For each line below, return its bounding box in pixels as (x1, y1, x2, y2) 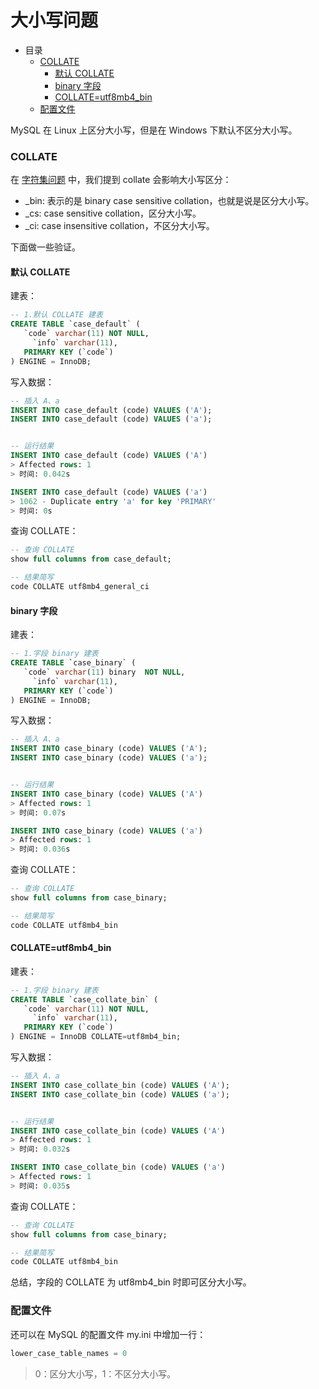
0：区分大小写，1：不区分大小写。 (34, 1367, 177, 1380)
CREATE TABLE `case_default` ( (10, 319, 141, 330)
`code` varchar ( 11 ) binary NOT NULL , (23, 667, 186, 677)
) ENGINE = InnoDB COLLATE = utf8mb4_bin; (10, 1032, 182, 1042)
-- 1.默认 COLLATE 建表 (10, 310, 103, 320)
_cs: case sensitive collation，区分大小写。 (24, 207, 202, 220)
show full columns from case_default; (10, 554, 172, 565)
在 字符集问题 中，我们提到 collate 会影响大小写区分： (10, 174, 232, 186)
